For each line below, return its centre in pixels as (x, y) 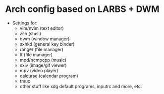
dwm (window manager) (45, 39)
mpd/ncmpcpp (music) (43, 60)
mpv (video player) (39, 70)
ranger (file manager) (41, 49)
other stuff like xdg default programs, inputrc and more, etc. (81, 86)
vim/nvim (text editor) (42, 28)
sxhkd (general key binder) (47, 44)
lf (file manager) (36, 54)
